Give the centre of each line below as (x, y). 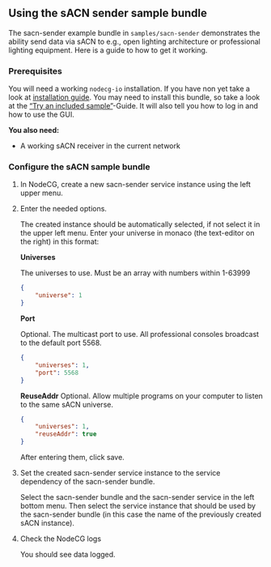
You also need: (34, 130)
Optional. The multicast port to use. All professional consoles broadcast (140, 335)
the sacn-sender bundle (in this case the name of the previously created (140, 514)
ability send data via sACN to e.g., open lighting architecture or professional (134, 41)
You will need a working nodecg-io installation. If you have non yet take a (129, 89)
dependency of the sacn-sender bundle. (87, 482)
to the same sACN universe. (66, 404)
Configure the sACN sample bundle (79, 167)
